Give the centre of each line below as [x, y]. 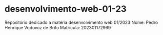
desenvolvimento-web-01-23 [66, 9]
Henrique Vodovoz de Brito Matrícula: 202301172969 [58, 27]
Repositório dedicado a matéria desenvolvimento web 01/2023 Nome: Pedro [81, 22]
